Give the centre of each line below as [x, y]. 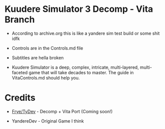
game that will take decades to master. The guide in [81, 72]
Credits [20, 98]
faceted [20, 72]
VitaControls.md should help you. [46, 78]
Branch [20, 20]
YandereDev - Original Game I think [48, 121]
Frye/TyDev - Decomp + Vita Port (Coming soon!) [62, 111]
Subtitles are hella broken [38, 57]
